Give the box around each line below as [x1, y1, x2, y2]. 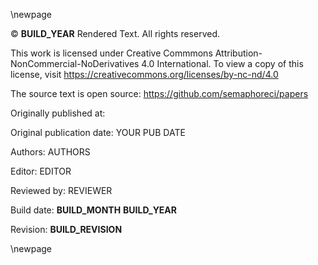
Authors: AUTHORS [10, 146, 91, 158]
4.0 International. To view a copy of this [141, 58, 304, 69]
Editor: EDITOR [10, 165, 72, 177]
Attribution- [214, 47, 263, 59]
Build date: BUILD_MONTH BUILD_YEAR [10, 204, 178, 216]
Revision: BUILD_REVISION [10, 224, 123, 235]
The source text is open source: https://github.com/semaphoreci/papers [10, 88, 309, 99]
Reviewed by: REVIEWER [10, 185, 113, 196]
